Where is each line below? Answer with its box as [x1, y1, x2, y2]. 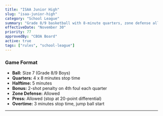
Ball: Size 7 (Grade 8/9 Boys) [12, 70, 70, 75]
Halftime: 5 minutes [12, 80, 52, 86]
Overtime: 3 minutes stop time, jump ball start [12, 101, 105, 106]
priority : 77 [5, 29, 32, 34]
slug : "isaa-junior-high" [5, 12, 57, 16]
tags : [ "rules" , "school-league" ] [5, 43, 75, 48]
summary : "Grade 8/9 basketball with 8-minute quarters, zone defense [5, 20, 151, 26]
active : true [5, 39, 32, 43]
